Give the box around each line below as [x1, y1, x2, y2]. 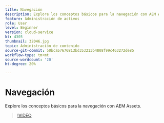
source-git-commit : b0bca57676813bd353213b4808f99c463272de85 [5, 48, 134, 53]
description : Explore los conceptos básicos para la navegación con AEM [5, 12, 156, 17]
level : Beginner [5, 25, 38, 30]
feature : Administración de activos [5, 16, 80, 21]
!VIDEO [17, 113, 32, 119]
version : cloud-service [5, 30, 54, 35]
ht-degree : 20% [5, 61, 36, 66]
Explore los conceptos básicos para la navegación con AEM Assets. [5, 103, 142, 109]
